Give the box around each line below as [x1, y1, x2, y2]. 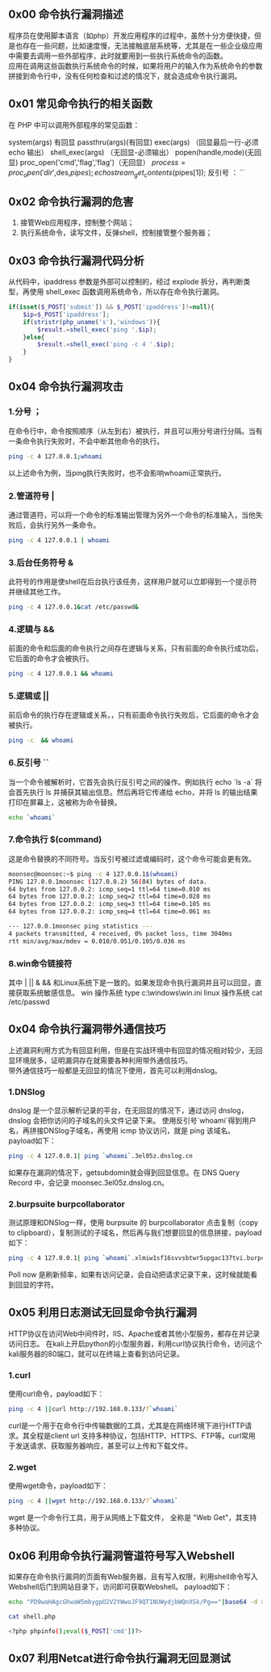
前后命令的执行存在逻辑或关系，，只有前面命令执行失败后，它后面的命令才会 [8, 710, 260, 720]
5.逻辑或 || [8, 690, 50, 701]
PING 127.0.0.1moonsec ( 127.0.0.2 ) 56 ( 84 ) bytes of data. [8, 878, 207, 886]
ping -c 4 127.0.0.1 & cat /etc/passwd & [8, 603, 139, 612]
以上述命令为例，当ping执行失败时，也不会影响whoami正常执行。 [8, 468, 226, 478]
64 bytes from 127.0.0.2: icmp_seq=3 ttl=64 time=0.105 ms [8, 900, 211, 908]
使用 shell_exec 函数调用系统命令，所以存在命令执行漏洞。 [29, 287, 224, 297]
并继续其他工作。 [8, 587, 65, 596]
